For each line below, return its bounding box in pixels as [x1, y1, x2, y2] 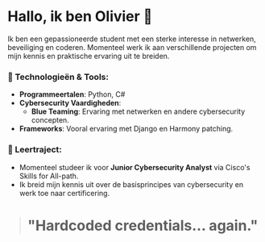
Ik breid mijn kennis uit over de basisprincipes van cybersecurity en [19, 179, 243, 189]
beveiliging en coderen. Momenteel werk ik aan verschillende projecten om [7, 42, 257, 52]
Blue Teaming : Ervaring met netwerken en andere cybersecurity [31, 106, 246, 116]
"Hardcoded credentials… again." [27, 216, 259, 235]
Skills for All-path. [19, 171, 79, 181]
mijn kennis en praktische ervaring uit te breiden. [7, 51, 170, 60]
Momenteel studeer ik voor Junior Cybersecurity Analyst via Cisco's [19, 162, 251, 172]
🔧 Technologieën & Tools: [7, 71, 110, 82]
